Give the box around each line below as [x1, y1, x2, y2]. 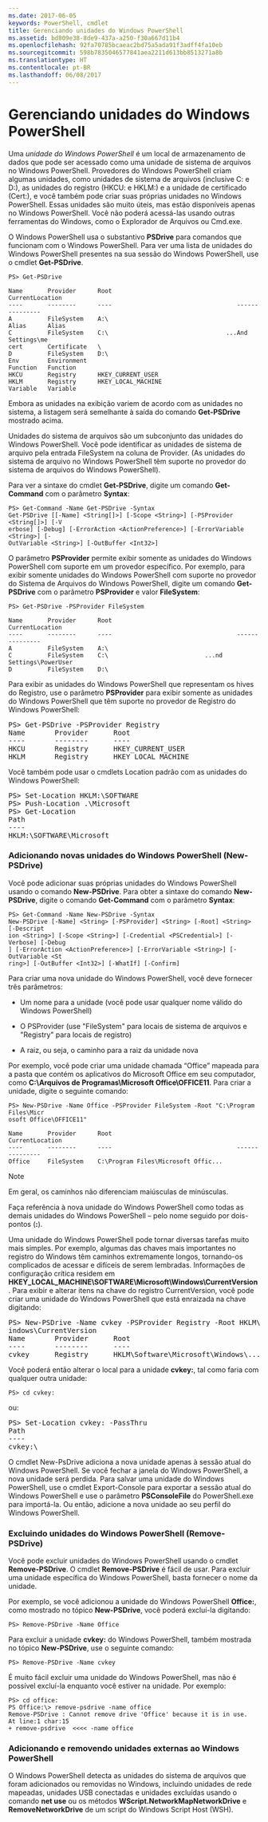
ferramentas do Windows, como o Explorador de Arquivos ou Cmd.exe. [8, 216, 243, 226]
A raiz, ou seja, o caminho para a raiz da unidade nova [19, 1045, 199, 1055]
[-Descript [8, 925, 45, 933]
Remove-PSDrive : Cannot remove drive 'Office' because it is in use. [8, 1710, 248, 1719]
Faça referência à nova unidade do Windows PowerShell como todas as [8, 1202, 244, 1212]
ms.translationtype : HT [8, 57, 88, 65]
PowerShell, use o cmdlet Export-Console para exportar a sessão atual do [8, 1482, 251, 1492]
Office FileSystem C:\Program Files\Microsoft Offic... [8, 1157, 223, 1165]
